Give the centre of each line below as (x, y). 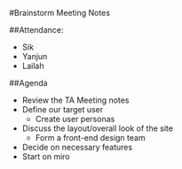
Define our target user (63, 109)
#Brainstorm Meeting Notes (60, 13)
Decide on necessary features (77, 147)
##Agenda (28, 83)
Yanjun (35, 56)
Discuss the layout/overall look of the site (97, 128)
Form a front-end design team (90, 138)
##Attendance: (36, 30)
